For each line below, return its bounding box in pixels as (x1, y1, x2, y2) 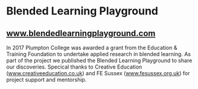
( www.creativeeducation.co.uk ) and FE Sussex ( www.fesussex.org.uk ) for (6, 70, 190, 76)
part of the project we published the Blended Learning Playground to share (6, 57, 193, 64)
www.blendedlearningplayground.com (6, 28, 156, 38)
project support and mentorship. (6, 76, 87, 83)
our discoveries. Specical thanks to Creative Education (6, 63, 142, 70)
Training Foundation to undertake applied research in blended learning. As (6, 51, 191, 58)
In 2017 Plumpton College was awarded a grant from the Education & (6, 44, 177, 51)
